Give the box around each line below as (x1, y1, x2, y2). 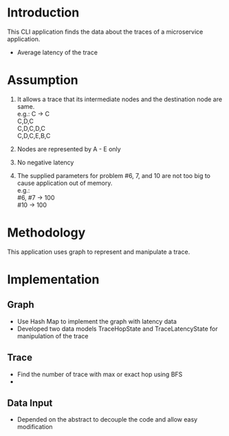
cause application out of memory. (17, 179, 113, 187)
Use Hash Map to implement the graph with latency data (17, 317, 177, 325)
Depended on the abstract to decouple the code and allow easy (17, 415, 198, 424)
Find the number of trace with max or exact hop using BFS (17, 370, 183, 378)
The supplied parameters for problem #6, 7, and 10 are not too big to (17, 171, 211, 179)
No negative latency (17, 158, 74, 166)
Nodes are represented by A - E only (17, 144, 122, 153)
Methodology (7, 225, 86, 241)
